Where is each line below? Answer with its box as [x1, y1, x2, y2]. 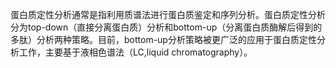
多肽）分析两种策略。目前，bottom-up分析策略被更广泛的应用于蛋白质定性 [10, 34, 317, 45]
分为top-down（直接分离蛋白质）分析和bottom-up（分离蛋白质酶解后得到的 [10, 21, 323, 33]
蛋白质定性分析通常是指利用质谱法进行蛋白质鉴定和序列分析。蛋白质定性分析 [10, 9, 326, 20]
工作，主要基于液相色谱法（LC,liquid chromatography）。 [18, 46, 253, 58]
